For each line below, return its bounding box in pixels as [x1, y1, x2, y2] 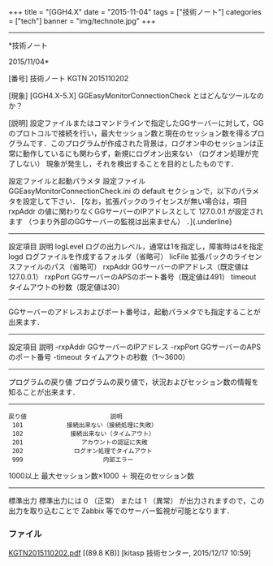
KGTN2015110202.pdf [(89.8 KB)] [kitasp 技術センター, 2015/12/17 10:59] [8, 548, 252, 558]
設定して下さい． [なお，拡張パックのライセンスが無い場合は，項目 [22, 197, 248, 205]
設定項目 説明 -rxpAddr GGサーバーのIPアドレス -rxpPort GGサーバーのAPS [8, 342, 262, 352]
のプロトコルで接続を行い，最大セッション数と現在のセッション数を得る [8, 128, 250, 138]
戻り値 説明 [8, 413, 123, 421]
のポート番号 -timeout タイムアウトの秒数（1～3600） [8, 352, 190, 361]
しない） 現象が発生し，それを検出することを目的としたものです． [15, 159, 238, 168]
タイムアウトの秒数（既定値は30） [8, 283, 124, 292]
